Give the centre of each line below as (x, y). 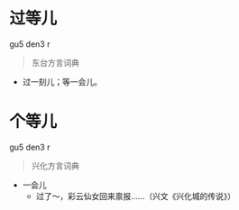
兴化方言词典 (55, 165)
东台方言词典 (55, 62)
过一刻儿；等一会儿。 (62, 81)
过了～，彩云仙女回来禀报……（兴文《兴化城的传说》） (136, 196)
